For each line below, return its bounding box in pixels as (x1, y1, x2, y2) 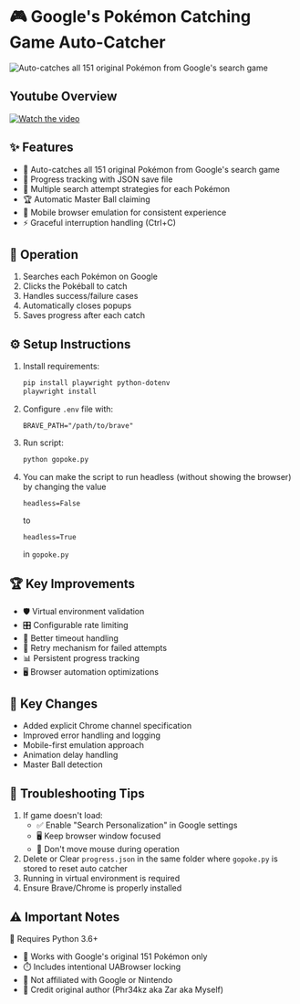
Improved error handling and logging (22, 730, 161, 741)
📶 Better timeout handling (22, 632, 119, 644)
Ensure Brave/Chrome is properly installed (22, 882, 182, 893)
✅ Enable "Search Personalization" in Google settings (36, 819, 238, 831)
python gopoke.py (22, 454, 89, 464)
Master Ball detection (22, 759, 103, 770)
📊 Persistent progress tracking (22, 652, 140, 663)
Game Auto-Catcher (9, 32, 166, 53)
